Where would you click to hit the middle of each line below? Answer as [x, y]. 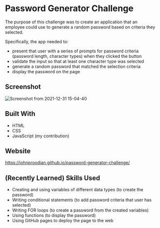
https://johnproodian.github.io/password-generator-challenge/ [67, 163]
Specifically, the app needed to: [37, 41]
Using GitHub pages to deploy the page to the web [63, 221]
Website [18, 151]
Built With [20, 114]
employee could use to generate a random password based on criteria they [80, 27]
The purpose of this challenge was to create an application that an [71, 22]
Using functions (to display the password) [54, 215]
